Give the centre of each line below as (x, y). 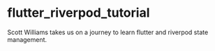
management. (27, 39)
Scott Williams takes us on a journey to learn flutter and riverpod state (108, 32)
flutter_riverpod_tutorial (79, 13)
